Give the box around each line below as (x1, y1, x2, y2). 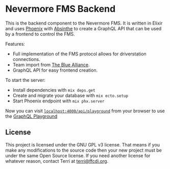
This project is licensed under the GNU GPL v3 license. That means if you (5, 141, 160, 147)
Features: (5, 40, 26, 47)
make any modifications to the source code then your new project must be (5, 147, 162, 153)
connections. (12, 56, 40, 62)
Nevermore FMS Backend (5, 3, 116, 15)
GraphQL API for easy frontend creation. (12, 67, 98, 73)
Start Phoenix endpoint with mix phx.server (12, 98, 105, 104)
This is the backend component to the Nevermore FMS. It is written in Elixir (5, 20, 163, 26)
